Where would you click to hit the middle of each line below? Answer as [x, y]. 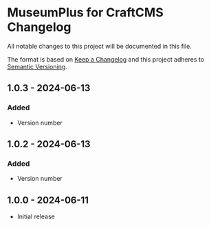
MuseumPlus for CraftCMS [85, 13]
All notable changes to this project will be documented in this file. [100, 46]
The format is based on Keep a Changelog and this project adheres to [106, 59]
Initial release [36, 216]
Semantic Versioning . [37, 66]
